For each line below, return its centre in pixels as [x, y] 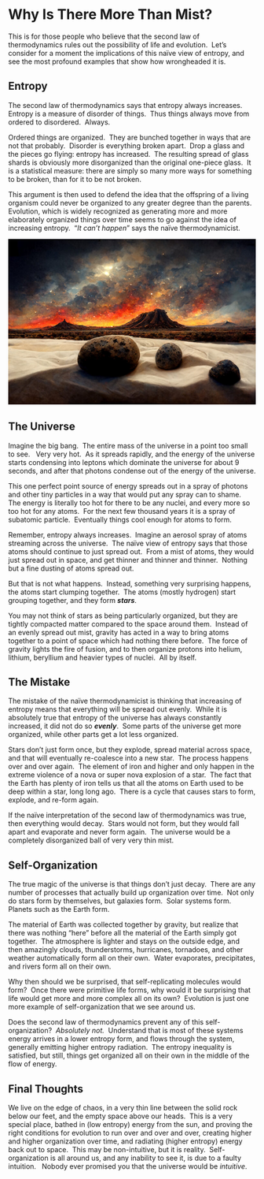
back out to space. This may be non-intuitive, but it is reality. [107, 1149]
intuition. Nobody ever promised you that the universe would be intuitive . [128, 1166]
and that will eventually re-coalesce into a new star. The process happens [128, 758]
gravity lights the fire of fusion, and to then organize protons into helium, [125, 649]
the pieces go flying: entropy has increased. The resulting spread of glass [128, 154]
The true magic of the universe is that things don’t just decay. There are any [132, 884]
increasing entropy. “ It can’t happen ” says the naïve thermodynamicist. [125, 228]
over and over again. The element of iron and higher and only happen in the [131, 767]
